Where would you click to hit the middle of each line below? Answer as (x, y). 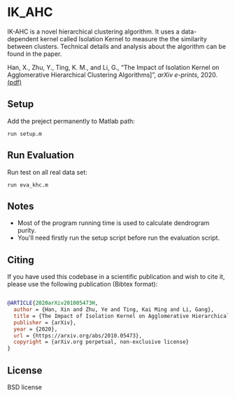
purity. (27, 231)
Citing (21, 260)
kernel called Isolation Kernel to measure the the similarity (124, 38)
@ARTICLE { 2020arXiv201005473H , (53, 303)
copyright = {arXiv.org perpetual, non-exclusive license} (101, 342)
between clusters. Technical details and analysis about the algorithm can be (116, 46)
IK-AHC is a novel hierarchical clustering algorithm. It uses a (93, 31)
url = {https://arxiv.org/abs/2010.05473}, (78, 335)
